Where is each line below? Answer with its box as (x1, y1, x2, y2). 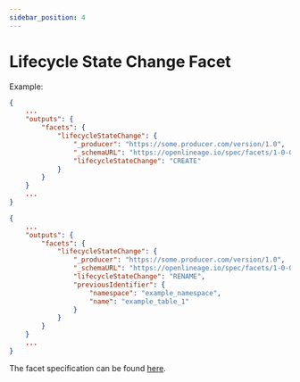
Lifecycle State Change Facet (9, 51, 232, 71)
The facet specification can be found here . (9, 362, 167, 373)
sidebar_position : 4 (9, 12, 87, 22)
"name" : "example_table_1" (88, 296, 190, 306)
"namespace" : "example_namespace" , (88, 288, 221, 297)
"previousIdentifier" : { (72, 280, 166, 289)
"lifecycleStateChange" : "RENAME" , (72, 272, 205, 281)
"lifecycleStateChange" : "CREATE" (72, 156, 202, 165)
